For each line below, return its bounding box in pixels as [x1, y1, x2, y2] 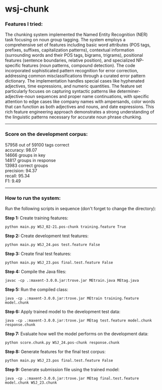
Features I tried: [5, 21, 43, 28]
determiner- [117, 88, 141, 94]
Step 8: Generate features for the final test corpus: [5, 349, 106, 355]
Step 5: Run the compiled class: [5, 287, 68, 292]
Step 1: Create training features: [5, 215, 68, 221]
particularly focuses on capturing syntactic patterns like [5, 88, 116, 94]
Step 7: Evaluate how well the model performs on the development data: [5, 331, 148, 337]
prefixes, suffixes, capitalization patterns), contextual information [5, 47, 135, 53]
